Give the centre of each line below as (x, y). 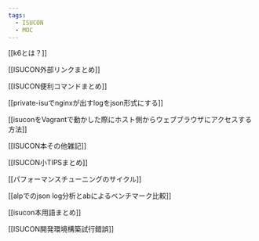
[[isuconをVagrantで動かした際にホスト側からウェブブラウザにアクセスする (130, 120)
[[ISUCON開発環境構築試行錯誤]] (61, 229)
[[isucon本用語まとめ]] (45, 213)
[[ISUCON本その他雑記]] (47, 146)
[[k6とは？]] (27, 53)
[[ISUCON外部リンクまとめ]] (54, 70)
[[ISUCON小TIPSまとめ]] (48, 163)
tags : (17, 15)
